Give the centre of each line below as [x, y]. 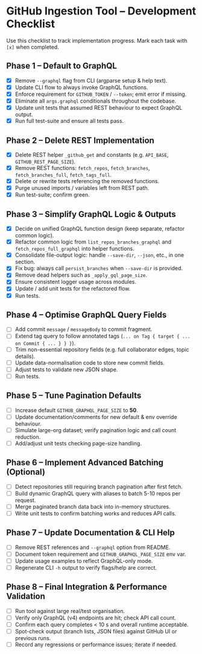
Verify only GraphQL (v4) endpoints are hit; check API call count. [96, 618]
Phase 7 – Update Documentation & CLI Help [90, 533]
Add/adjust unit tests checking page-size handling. [78, 443]
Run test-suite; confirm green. [52, 195]
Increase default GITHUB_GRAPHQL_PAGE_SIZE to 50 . [77, 410]
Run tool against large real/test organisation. [70, 611]
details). [25, 356]
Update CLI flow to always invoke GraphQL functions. [81, 87]
